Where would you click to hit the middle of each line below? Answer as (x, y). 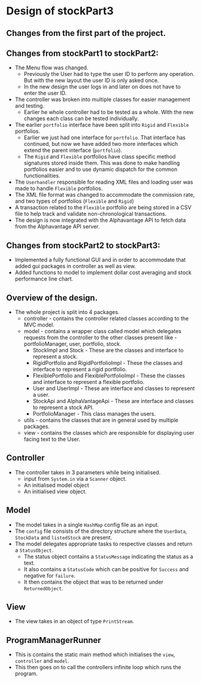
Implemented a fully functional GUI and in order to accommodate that (100, 260)
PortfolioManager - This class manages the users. (94, 414)
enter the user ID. (45, 93)
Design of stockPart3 (60, 11)
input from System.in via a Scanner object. (75, 478)
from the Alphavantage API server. (57, 227)
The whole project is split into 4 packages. (67, 312)
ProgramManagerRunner (54, 640)
